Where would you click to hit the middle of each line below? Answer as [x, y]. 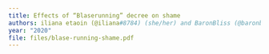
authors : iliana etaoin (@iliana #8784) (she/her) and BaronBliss [119, 23]
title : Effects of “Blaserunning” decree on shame [94, 15]
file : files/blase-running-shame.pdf [71, 38]
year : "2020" [30, 30]
